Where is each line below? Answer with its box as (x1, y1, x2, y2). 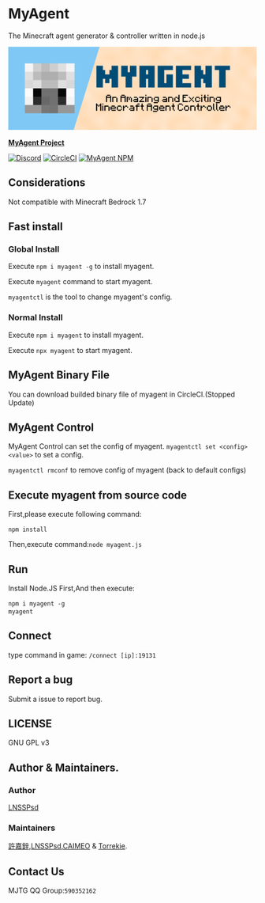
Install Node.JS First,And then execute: (8, 583, 136, 593)
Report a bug (8, 673, 73, 687)
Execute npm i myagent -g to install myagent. (8, 262, 155, 271)
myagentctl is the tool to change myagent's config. (8, 292, 173, 302)
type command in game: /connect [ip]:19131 (8, 650, 156, 659)
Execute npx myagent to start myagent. (8, 345, 132, 355)
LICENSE (8, 717, 53, 730)
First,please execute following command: (8, 510, 142, 519)
